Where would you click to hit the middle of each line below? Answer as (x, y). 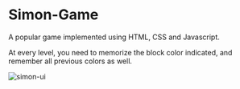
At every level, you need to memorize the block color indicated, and (120, 52)
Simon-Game (54, 15)
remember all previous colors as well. (70, 61)
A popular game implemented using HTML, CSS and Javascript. (114, 37)
